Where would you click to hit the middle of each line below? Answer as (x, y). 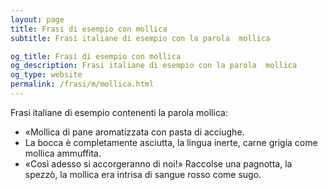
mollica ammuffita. (63, 153)
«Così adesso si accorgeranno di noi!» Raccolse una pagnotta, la (158, 163)
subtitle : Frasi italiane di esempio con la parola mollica (140, 38)
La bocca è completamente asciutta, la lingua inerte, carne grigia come (171, 142)
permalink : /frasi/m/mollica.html (82, 84)
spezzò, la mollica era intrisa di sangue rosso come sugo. (143, 174)
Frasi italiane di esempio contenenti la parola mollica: (119, 112)
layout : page (37, 19)
